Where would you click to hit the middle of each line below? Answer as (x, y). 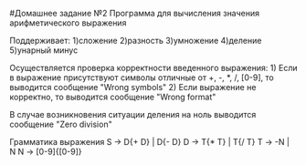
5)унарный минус (44, 50)
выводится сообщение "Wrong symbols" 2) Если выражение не (133, 87)
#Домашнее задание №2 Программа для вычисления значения (135, 13)
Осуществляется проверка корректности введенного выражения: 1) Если (153, 68)
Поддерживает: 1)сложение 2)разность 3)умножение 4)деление (136, 41)
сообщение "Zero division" (61, 124)
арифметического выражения (68, 23)
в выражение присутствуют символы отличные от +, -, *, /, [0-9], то (142, 77)
